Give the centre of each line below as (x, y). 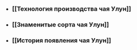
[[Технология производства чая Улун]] (71, 9)
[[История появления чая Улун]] (62, 40)
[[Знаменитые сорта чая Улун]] (60, 24)
